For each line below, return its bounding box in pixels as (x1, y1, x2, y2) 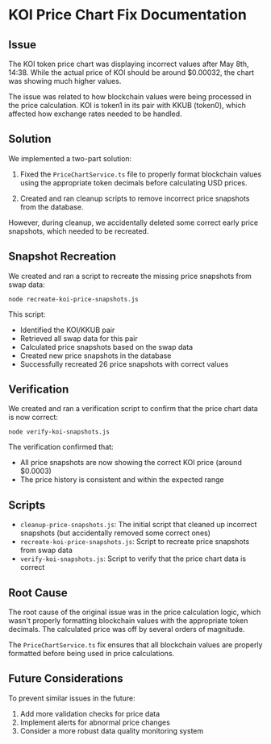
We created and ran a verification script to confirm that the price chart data (8, 404, 258, 414)
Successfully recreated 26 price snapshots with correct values (19, 359, 229, 368)
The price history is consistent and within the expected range (19, 475, 224, 484)
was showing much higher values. (8, 77, 122, 85)
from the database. (19, 202, 84, 211)
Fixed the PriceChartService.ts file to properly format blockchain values (19, 169, 262, 179)
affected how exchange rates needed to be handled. (8, 109, 183, 118)
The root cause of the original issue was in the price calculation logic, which (8, 607, 261, 617)
